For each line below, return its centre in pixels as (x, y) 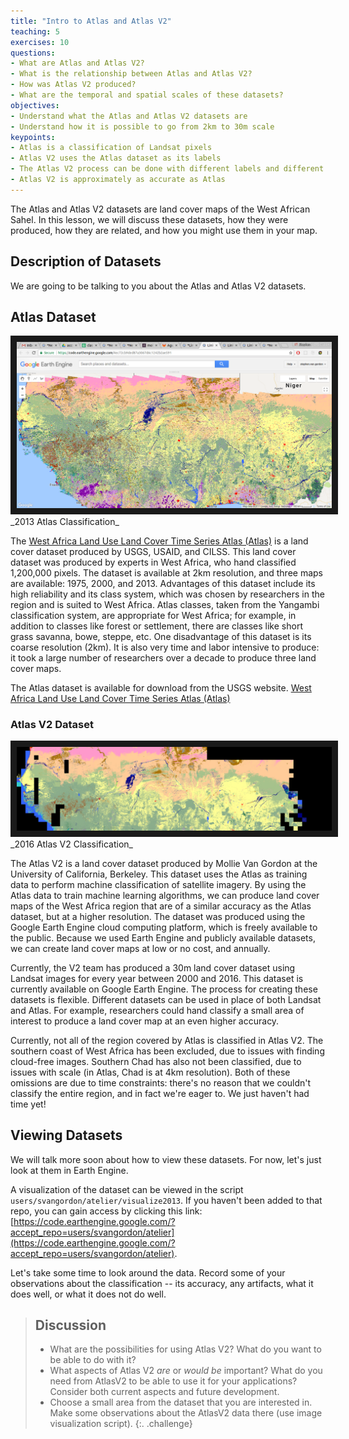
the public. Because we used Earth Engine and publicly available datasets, (163, 937)
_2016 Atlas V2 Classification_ (71, 844)
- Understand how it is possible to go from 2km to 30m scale (142, 126)
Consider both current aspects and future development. (164, 1392)
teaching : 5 (35, 31)
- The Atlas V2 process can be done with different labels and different (167, 169)
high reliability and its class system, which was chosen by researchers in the (167, 594)
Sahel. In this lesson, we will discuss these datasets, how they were (149, 219)
